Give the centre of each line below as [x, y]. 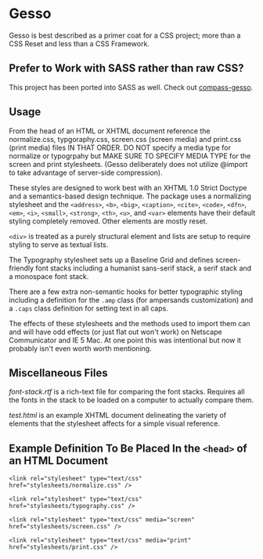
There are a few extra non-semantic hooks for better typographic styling [126, 292]
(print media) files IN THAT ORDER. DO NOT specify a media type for [120, 147]
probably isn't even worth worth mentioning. [80, 348]
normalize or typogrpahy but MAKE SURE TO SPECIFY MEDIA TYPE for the [130, 156]
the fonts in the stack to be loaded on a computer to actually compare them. [131, 400]
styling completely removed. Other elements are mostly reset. [108, 221]
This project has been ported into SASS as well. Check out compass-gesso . [131, 87]
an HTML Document [59, 461]
